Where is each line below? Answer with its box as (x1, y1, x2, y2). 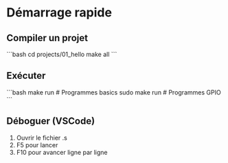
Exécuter (6, 70, 46, 81)
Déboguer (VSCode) (6, 115, 95, 127)
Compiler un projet (6, 32, 89, 44)
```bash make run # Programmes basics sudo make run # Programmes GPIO (6, 88, 221, 97)
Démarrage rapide (6, 5, 113, 21)
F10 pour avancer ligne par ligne (16, 148, 108, 156)
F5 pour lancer (16, 140, 58, 149)
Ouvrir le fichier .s (16, 134, 68, 142)
